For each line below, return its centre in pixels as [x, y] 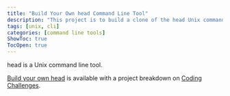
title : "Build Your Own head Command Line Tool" [78, 13]
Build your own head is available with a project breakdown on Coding [104, 78]
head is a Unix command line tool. [55, 65]
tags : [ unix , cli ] [33, 26]
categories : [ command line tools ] [56, 33]
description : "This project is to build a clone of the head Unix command [116, 20]
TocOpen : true [27, 45]
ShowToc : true [27, 39]
